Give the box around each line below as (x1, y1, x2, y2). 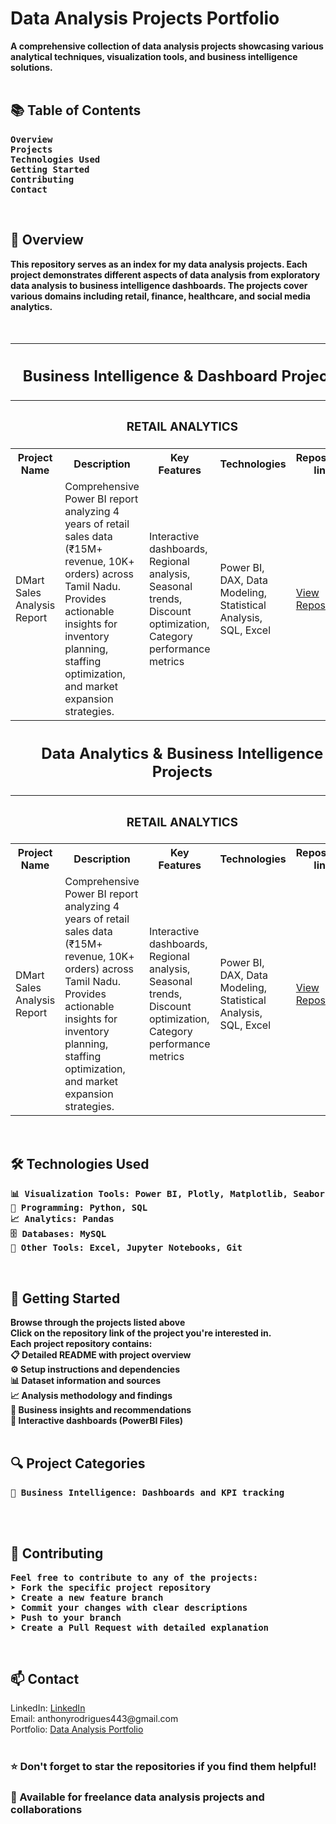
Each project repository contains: (10, 1338, 153, 1350)
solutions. (10, 61, 53, 73)
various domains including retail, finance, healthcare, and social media (10, 290, 311, 302)
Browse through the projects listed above (10, 1317, 186, 1329)
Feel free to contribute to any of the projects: (10, 1572, 259, 1583)
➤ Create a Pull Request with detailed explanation (10, 1622, 270, 1633)
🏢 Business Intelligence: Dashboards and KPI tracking (10, 1487, 285, 1498)
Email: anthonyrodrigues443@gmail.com (10, 1713, 179, 1725)
